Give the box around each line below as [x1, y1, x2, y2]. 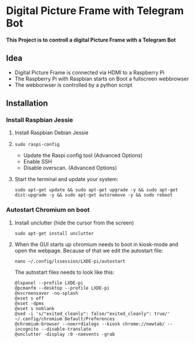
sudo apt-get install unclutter [14, 230, 94, 236]
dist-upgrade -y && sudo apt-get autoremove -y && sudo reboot [14, 192, 173, 198]
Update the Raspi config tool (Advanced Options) [23, 152, 143, 159]
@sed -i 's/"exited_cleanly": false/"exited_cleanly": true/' [14, 311, 170, 317]
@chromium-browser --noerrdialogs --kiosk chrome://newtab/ [14, 321, 165, 327]
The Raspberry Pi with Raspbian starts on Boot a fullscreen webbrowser [14, 75, 189, 82]
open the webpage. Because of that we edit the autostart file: [14, 247, 163, 254]
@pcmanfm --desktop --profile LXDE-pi [14, 285, 110, 291]
